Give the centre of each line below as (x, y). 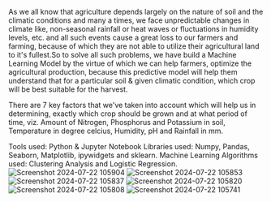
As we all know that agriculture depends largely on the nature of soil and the (136, 12)
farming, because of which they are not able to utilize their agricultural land (134, 46)
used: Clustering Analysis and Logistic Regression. (93, 164)
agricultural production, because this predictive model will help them (123, 72)
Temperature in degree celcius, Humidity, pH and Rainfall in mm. (116, 131)
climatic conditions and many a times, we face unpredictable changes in (129, 20)
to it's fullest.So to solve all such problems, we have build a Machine (123, 55)
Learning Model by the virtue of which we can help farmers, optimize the (130, 63)
